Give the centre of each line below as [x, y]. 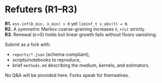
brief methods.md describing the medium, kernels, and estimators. [81, 65]
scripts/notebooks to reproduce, [46, 59]
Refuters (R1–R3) [41, 9]
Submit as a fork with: [28, 44]
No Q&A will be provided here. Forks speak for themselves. [67, 75]
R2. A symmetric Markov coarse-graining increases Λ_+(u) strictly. [75, 29]
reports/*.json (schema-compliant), [51, 54]
